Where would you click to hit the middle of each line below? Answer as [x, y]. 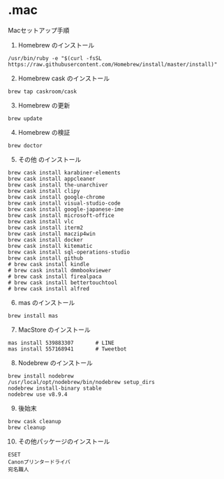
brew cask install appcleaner [52, 179]
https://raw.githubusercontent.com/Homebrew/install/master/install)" [113, 64]
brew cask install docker [45, 239]
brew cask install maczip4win [52, 234]
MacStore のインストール [54, 330]
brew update [25, 118]
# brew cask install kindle [49, 264]
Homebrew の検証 [44, 132]
